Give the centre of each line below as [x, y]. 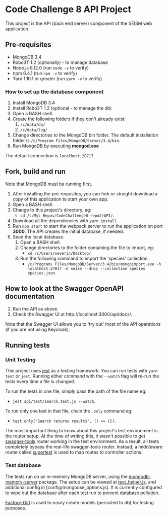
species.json [41, 273]
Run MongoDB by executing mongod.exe [56, 146]
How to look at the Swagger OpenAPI [64, 288]
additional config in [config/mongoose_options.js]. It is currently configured [84, 487]
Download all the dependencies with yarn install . [65, 220]
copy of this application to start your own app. [60, 199]
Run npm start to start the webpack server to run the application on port [88, 226]
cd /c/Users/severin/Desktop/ [59, 253]
